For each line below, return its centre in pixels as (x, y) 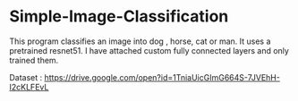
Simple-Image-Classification (119, 17)
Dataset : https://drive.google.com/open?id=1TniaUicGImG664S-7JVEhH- (145, 77)
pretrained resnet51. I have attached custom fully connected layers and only (149, 50)
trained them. (34, 60)
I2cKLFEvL (29, 87)
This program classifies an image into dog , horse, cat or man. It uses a (140, 41)
